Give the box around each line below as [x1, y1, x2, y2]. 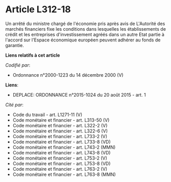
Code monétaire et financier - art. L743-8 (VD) [12, 149, 111, 155]
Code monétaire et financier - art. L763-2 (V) [12, 166, 108, 172]
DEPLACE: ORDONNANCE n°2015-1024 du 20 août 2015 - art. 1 [12, 92, 146, 98]
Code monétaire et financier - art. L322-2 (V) [12, 122, 108, 128]
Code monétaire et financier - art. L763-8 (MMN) [12, 171, 116, 177]
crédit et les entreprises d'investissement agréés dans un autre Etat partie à [5, 31, 165, 37]
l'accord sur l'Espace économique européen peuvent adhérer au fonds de [5, 37, 161, 43]
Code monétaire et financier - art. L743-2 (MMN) [12, 144, 116, 150]
